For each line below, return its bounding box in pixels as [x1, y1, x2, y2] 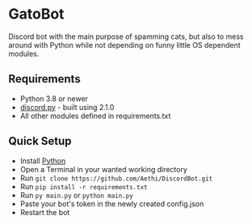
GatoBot [8, 5, 65, 23]
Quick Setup [8, 134, 72, 148]
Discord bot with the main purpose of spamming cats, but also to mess [8, 32, 244, 41]
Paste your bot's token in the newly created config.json [19, 199, 204, 209]
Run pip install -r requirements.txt [19, 181, 148, 191]
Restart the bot [19, 207, 70, 217]
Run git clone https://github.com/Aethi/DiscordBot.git [19, 173, 213, 183]
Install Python [19, 155, 66, 166]
